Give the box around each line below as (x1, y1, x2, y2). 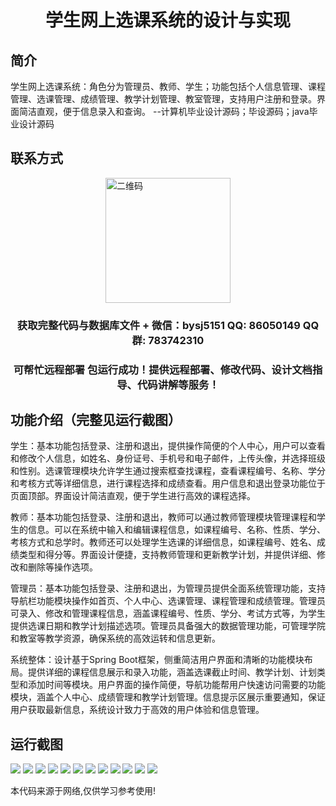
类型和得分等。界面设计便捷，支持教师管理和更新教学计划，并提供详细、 (18, 549, 317, 561)
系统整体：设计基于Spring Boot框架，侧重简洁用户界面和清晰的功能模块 (10, 654, 305, 666)
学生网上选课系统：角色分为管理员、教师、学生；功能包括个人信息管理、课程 (10, 81, 326, 92)
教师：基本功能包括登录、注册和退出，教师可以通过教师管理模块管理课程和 (10, 511, 317, 523)
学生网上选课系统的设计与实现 (44, 9, 291, 32)
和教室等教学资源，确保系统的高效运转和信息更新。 (10, 632, 221, 645)
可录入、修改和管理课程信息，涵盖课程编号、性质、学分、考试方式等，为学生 (10, 607, 326, 620)
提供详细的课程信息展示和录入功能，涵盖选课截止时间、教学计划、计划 (27, 666, 317, 678)
